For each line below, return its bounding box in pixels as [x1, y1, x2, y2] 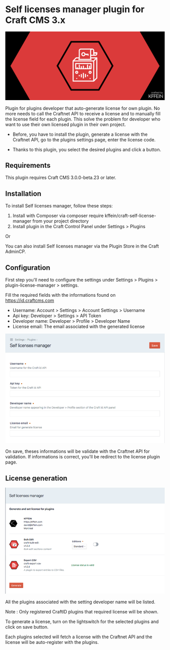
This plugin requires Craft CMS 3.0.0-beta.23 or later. [5, 174, 116, 181]
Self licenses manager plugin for [5, 4, 145, 15]
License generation [5, 474, 67, 482]
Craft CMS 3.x [5, 14, 66, 26]
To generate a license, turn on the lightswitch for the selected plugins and [5, 618, 159, 625]
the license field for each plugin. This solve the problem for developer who [5, 116, 161, 122]
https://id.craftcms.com [5, 297, 55, 303]
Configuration [5, 263, 51, 272]
